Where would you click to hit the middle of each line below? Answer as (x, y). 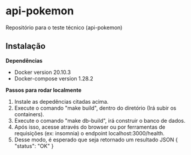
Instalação (26, 46)
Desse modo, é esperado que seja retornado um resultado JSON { (96, 139)
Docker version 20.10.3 (43, 72)
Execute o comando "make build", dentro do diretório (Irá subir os (95, 108)
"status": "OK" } (34, 146)
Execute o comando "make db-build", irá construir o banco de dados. (100, 120)
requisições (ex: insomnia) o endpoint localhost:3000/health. (90, 133)
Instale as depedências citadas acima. (61, 101)
